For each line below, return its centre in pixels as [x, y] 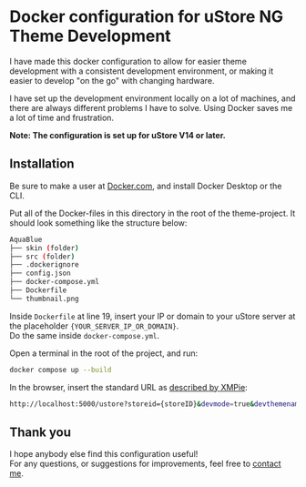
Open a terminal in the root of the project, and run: [104, 353]
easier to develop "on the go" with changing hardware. [112, 80]
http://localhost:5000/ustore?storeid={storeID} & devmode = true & [132, 404]
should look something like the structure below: [98, 223]
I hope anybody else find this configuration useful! [104, 454]
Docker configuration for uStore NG [147, 17]
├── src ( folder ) [42, 257]
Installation [42, 164]
